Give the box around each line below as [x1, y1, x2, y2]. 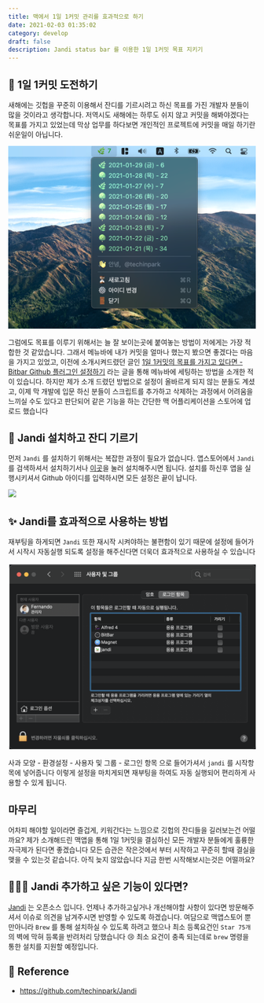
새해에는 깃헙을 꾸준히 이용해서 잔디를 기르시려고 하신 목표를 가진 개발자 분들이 [8, 100, 250, 109]
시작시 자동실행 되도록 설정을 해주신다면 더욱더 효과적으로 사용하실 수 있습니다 [16, 547, 256, 557]
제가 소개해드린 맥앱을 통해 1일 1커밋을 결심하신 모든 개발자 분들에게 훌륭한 [26, 835, 254, 844]
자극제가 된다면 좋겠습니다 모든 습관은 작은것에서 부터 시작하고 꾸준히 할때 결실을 [8, 845, 256, 854]
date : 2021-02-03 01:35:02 [8, 20, 97, 29]
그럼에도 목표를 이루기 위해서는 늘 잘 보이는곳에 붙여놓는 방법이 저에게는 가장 [8, 337, 244, 347]
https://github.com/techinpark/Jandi [19, 986, 137, 995]
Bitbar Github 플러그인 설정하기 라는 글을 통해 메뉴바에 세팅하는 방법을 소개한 [8, 366, 246, 377]
